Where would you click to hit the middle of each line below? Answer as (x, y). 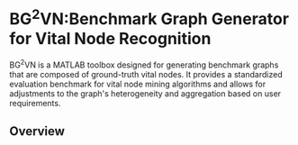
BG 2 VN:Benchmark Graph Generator (149, 18)
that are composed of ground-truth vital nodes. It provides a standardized (146, 74)
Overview (37, 131)
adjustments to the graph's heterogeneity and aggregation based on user (145, 93)
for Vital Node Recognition (110, 38)
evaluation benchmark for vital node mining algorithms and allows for (138, 84)
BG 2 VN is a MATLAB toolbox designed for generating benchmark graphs (144, 64)
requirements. (35, 103)
